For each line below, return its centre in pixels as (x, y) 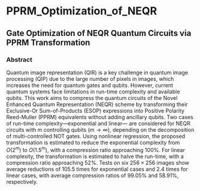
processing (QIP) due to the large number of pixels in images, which (90, 78)
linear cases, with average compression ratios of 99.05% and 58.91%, (93, 175)
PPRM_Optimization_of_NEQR (82, 11)
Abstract (19, 59)
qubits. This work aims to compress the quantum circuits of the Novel (92, 98)
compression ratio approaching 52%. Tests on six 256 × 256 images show (98, 162)
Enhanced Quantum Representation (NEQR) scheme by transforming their (97, 104)
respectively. (22, 181)
